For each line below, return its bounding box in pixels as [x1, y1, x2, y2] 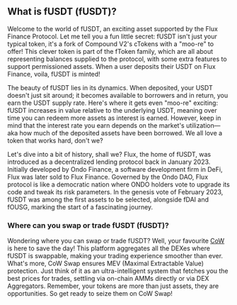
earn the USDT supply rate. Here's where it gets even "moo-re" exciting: [7, 99, 218, 107]
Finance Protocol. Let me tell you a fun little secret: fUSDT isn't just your [7, 32, 217, 40]
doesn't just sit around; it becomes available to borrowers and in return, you [7, 91, 229, 99]
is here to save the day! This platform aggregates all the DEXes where [7, 244, 211, 253]
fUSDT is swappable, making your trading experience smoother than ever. [7, 252, 224, 260]
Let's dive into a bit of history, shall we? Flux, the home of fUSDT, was [7, 150, 211, 158]
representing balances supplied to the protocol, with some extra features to [7, 55, 228, 63]
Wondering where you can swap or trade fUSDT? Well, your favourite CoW [7, 237, 225, 245]
